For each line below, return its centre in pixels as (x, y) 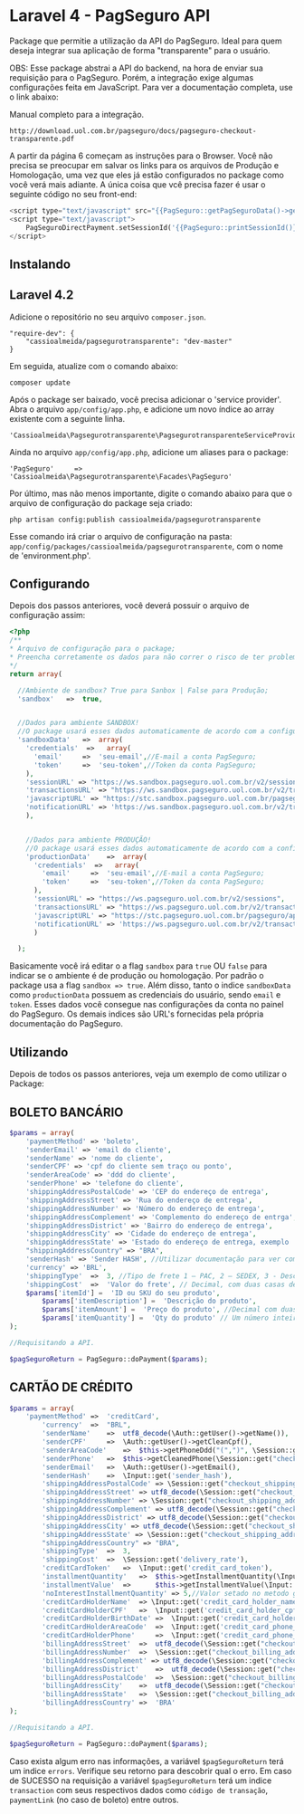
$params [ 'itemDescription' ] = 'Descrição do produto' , (149, 1301)
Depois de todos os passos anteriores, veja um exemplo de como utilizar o (148, 1074)
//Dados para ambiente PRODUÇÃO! (89, 840)
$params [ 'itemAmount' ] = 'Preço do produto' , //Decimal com (160, 1310)
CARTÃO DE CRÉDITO (71, 1387)
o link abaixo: (34, 97)
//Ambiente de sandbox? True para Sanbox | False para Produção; (143, 690)
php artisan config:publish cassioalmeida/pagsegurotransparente (135, 520)
